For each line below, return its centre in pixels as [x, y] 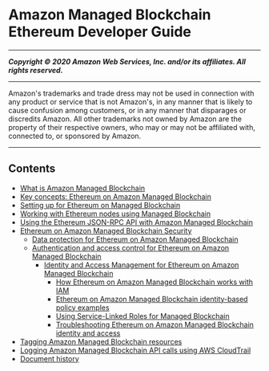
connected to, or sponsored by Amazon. [75, 136]
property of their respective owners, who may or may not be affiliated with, [132, 127]
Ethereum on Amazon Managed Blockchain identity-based [152, 299]
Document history [50, 358]
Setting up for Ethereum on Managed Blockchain [100, 205]
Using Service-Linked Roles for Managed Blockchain [143, 316]
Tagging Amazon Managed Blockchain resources [101, 341]
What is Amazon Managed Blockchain [82, 188]
